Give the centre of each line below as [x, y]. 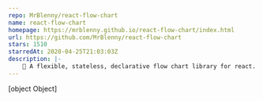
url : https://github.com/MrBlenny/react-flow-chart [95, 37]
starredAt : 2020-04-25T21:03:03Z [63, 52]
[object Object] [33, 88]
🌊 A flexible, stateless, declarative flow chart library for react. [139, 67]
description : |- [35, 60]
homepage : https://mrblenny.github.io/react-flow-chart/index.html [122, 30]
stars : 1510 [28, 45]
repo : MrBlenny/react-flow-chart [63, 15]
